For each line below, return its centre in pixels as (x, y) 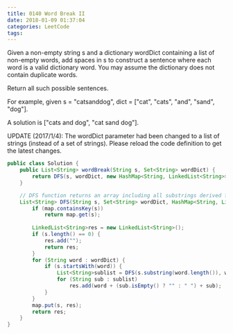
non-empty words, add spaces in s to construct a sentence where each (109, 60)
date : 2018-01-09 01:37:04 (46, 20)
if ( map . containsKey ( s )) (68, 208)
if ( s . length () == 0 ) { (66, 234)
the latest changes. (35, 151)
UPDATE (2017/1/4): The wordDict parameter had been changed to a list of (113, 136)
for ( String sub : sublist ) (97, 279)
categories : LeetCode (38, 26)
